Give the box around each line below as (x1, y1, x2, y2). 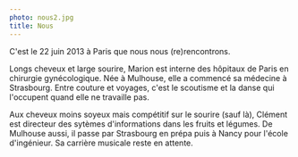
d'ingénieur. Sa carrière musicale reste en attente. (9, 137, 194, 148)
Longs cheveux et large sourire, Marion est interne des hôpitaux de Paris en (9, 63, 289, 74)
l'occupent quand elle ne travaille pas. (9, 91, 149, 103)
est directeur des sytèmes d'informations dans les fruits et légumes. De (9, 118, 273, 129)
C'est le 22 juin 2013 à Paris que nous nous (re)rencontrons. (9, 45, 231, 56)
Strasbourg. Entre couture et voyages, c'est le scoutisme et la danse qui (9, 82, 275, 93)
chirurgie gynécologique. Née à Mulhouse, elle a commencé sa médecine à (9, 72, 288, 83)
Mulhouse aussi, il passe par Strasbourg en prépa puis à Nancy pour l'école (9, 128, 289, 138)
